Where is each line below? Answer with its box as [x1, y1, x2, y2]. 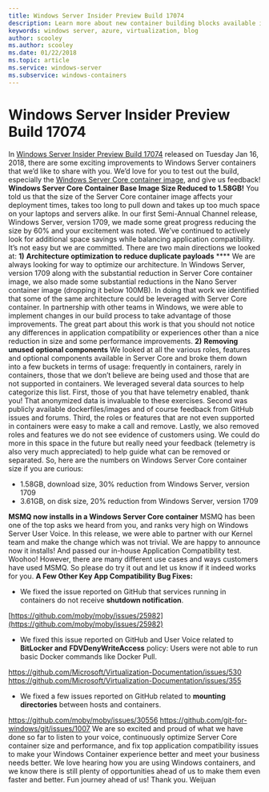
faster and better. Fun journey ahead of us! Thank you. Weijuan [8, 774, 216, 784]
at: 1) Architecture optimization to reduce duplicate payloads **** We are [8, 251, 256, 261]
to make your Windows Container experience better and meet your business [8, 749, 260, 758]
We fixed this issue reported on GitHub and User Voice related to [19, 634, 234, 644]
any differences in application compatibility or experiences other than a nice [8, 327, 259, 337]
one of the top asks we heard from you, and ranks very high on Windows [8, 520, 249, 530]
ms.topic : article [8, 57, 70, 65]
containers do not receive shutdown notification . [19, 595, 184, 605]
